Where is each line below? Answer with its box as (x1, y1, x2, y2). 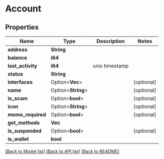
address (7, 46, 28, 53)
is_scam (7, 95, 28, 101)
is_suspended (7, 127, 42, 134)
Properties (5, 23, 39, 31)
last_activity (7, 62, 37, 69)
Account (5, 3, 41, 14)
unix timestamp (92, 62, 129, 69)
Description (96, 38, 125, 44)
